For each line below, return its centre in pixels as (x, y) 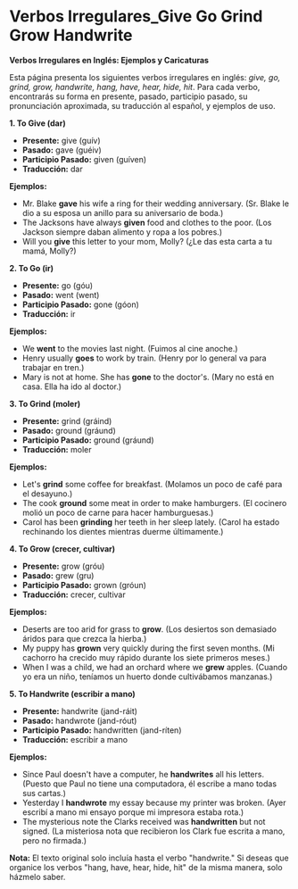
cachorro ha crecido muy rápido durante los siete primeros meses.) (146, 657)
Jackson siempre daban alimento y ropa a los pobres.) (122, 232)
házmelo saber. (37, 877)
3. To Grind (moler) (45, 403)
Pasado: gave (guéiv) (62, 150)
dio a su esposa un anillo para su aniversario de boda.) (123, 212)
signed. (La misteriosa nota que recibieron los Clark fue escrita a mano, (153, 831)
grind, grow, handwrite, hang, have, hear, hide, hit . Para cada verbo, (135, 87)
